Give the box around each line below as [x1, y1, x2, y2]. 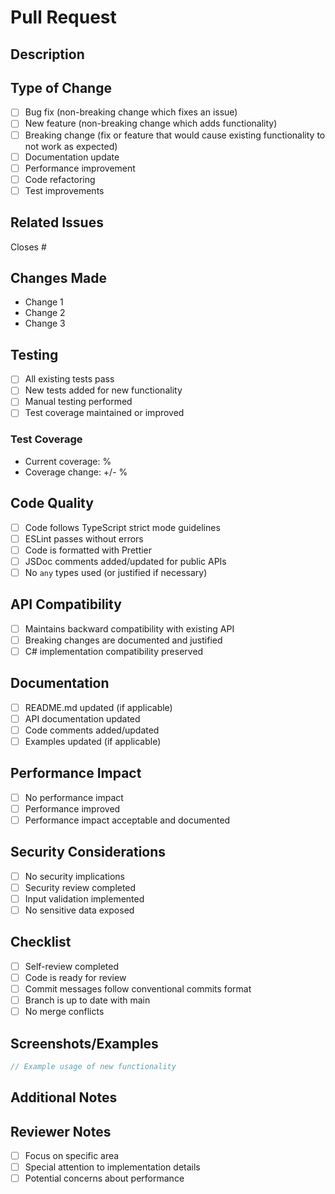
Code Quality [10, 495, 94, 512]
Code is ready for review [24, 971, 127, 983]
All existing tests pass [24, 373, 115, 385]
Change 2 [24, 307, 66, 319]
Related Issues [10, 214, 104, 231]
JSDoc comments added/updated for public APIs [24, 555, 227, 567]
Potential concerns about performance [24, 1172, 185, 1185]
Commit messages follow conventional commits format [24, 983, 252, 995]
